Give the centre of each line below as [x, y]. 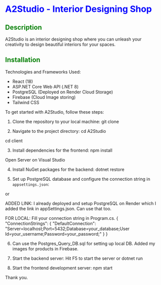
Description [23, 27]
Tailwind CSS [26, 102]
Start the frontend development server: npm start [62, 268]
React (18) [22, 81]
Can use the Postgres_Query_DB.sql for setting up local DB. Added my [84, 244]
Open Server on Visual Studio [35, 160]
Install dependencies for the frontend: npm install [62, 150]
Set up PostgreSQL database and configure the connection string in [81, 179]
